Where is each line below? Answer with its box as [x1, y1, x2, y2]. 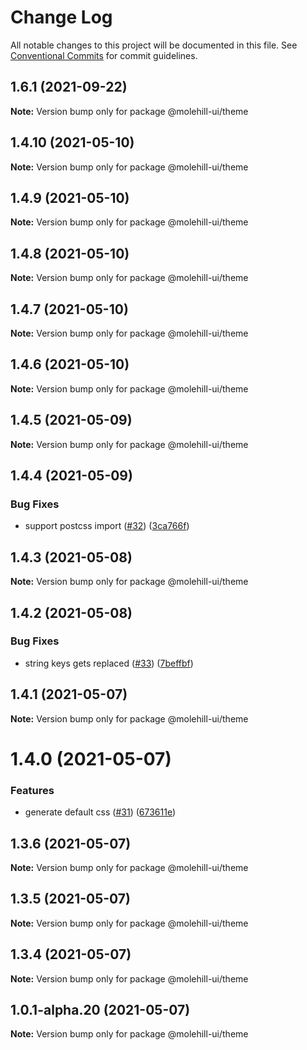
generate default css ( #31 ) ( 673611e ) [24, 806, 177, 818]
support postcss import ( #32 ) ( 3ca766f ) [24, 520, 190, 532]
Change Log [10, 6, 113, 29]
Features [10, 783, 55, 797]
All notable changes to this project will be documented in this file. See [10, 39, 298, 51]
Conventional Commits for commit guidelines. [10, 49, 198, 61]
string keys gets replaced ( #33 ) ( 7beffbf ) [24, 657, 194, 669]
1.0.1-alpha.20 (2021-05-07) [10, 1001, 191, 1018]
